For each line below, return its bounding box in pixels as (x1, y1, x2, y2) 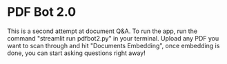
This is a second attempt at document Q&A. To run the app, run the (7, 27, 198, 35)
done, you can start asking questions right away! (7, 49, 146, 57)
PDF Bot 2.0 (7, 4, 77, 20)
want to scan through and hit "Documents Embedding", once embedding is (7, 41, 220, 50)
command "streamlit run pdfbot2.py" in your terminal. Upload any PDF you (7, 34, 219, 42)
